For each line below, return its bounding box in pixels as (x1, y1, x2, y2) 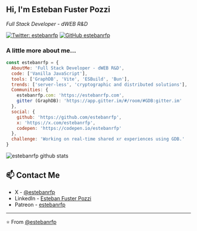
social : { (11, 109, 35, 115)
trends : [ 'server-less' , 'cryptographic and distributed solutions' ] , (11, 82, 188, 88)
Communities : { (11, 87, 49, 93)
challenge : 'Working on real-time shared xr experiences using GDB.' (11, 136, 185, 142)
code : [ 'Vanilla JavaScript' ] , (11, 71, 88, 76)
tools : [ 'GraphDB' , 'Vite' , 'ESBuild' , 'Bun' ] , (11, 76, 130, 82)
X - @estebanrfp (14, 188, 56, 196)
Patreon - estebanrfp (14, 201, 66, 208)
